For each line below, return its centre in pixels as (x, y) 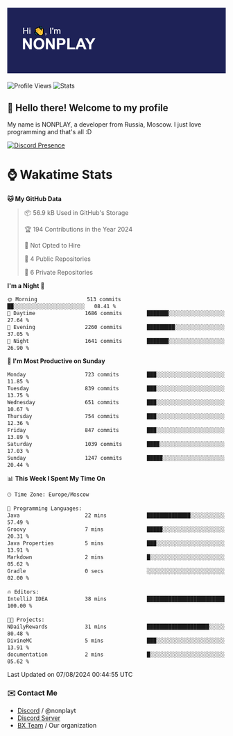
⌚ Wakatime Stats (60, 175)
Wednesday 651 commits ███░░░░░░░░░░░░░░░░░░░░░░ (116, 402)
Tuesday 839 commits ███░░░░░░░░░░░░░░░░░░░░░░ (116, 388)
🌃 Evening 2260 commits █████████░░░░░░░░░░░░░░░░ (116, 327)
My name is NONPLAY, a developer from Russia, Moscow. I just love (104, 125)
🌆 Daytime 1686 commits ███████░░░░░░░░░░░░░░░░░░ (116, 313)
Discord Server (39, 718)
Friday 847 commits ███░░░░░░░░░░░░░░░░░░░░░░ (116, 430)
